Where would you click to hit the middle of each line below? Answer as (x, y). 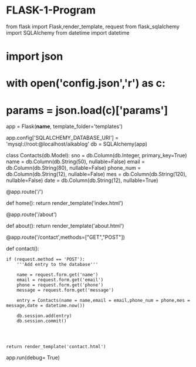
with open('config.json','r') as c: (86, 83)
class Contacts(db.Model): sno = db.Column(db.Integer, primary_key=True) (97, 156)
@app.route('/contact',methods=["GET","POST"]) (65, 237)
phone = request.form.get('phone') (60, 285)
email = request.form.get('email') (60, 280)
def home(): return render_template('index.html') (65, 203)
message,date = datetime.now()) (45, 306)
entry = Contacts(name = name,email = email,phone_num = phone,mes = (104, 301)
